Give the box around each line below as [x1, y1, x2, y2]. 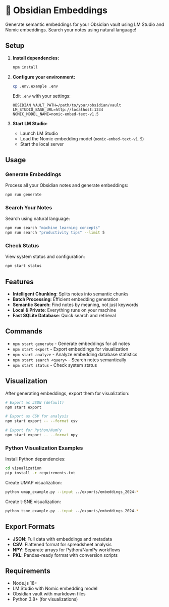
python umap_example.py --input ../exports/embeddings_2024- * [5, 489, 139, 495]
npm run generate [5, 192, 42, 197]
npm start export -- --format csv [5, 419, 78, 424]
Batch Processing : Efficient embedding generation [12, 296, 119, 302]
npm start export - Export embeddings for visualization [12, 346, 129, 352]
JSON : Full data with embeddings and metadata [12, 536, 112, 542]
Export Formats [5, 522, 55, 531]
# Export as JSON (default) [5, 400, 65, 405]
